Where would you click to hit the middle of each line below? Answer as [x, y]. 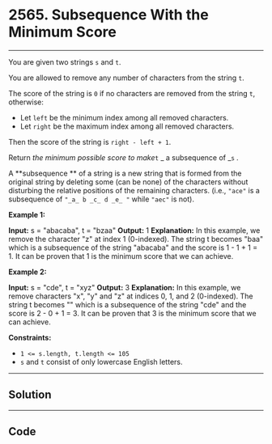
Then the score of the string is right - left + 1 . [90, 142]
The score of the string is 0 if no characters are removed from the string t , [132, 93]
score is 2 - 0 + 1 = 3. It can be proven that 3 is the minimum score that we [132, 313]
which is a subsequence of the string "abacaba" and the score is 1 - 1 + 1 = [133, 247]
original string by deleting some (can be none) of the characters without [128, 182]
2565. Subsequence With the [108, 15]
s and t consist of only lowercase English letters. [101, 362]
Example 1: [27, 214]
